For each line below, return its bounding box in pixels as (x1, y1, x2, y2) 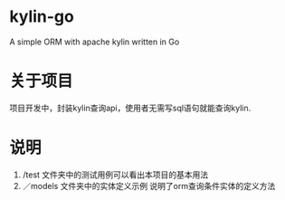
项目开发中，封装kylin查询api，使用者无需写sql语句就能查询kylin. (9, 102, 252, 113)
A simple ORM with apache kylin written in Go (9, 36, 180, 47)
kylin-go (9, 6, 74, 27)
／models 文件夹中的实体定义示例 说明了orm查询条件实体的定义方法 (22, 180, 276, 191)
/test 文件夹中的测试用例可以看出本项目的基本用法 (22, 169, 209, 180)
